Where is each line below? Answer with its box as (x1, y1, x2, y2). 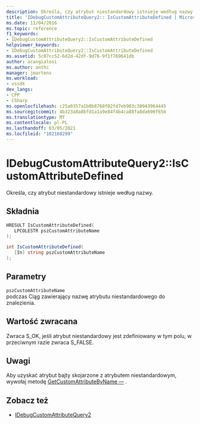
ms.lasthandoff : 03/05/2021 (6, 125, 76, 131)
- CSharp (6, 97, 28, 103)
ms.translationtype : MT (6, 114, 65, 120)
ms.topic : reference (6, 25, 58, 32)
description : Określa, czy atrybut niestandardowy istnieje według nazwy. (6, 8, 196, 15)
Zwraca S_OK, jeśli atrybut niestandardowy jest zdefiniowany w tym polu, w (6, 332, 192, 339)
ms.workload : (6, 75, 39, 81)
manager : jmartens (6, 70, 52, 76)
